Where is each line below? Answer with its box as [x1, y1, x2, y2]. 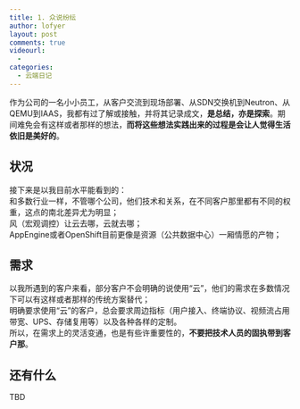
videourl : [9, 46, 46, 55]
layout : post [9, 29, 58, 38]
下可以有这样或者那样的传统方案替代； [9, 294, 150, 305]
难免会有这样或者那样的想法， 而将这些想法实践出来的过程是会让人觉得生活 [16, 119, 291, 129]
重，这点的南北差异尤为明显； [9, 206, 119, 217]
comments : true [9, 38, 66, 47]
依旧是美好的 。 [9, 130, 64, 141]
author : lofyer [9, 21, 66, 30]
